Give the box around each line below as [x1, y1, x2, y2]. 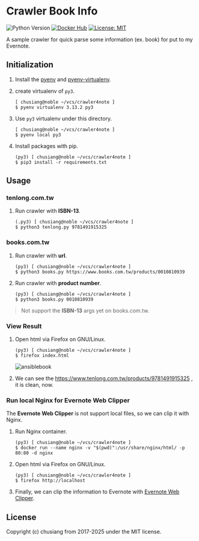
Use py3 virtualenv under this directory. [14, 114, 112, 122]
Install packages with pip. [14, 142, 78, 149]
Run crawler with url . [14, 252, 67, 259]
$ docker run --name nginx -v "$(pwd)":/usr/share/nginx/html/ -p [14, 445, 185, 451]
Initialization [6, 60, 54, 70]
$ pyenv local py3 [14, 131, 61, 138]
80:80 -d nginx [14, 450, 54, 456]
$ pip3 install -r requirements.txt [14, 159, 107, 165]
